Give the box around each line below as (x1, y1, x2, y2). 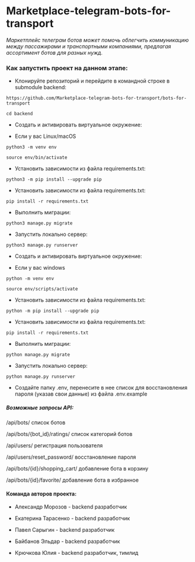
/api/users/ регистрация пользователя (6, 442, 103, 449)
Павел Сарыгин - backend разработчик (14, 526, 115, 533)
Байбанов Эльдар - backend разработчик (14, 538, 120, 545)
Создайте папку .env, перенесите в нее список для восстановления (14, 384, 188, 391)
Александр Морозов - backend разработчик (14, 503, 127, 510)
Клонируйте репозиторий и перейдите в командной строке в (14, 77, 170, 84)
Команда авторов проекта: (6, 490, 77, 497)
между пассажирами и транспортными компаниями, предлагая (6, 43, 171, 50)
